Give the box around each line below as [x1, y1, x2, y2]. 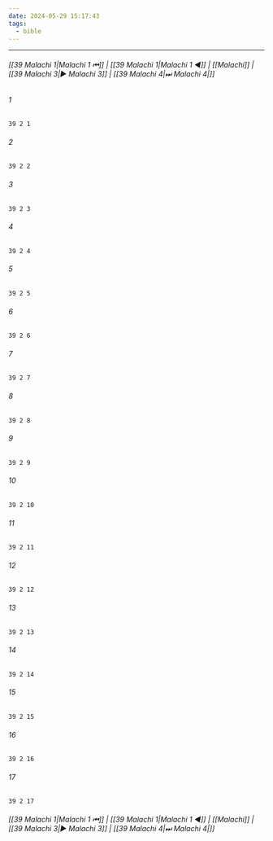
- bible [15, 27, 42, 35]
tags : [8, 20, 27, 28]
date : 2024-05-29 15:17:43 [8, 11, 100, 20]
